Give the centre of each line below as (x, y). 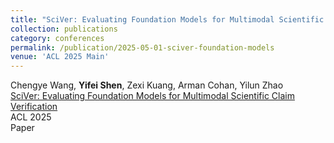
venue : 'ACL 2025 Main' (60, 57)
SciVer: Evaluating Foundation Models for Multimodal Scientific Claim (152, 96)
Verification (34, 107)
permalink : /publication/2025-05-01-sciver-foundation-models (142, 47)
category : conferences (57, 38)
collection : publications (64, 29)
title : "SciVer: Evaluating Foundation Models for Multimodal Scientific (167, 19)
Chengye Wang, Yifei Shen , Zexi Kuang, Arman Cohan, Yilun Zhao (147, 85)
